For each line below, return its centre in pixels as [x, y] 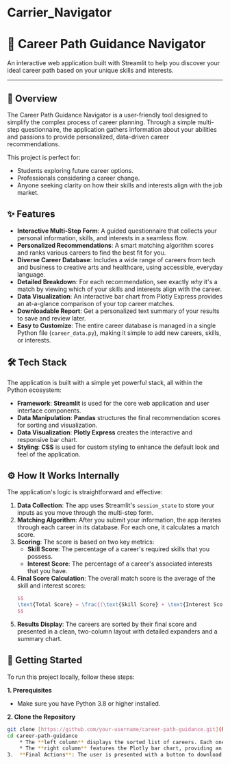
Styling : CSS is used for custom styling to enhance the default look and [118, 447]
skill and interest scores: [51, 586]
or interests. [34, 340]
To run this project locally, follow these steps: [71, 677]
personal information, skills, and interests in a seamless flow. [102, 238]
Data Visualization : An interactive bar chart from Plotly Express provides [120, 296]
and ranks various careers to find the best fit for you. [91, 253]
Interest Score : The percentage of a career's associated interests [120, 564]
